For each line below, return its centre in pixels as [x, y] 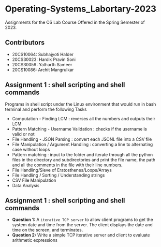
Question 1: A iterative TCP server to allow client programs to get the [82, 220]
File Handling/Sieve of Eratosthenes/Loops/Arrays [62, 170]
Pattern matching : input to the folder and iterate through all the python [82, 154]
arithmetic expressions [35, 240]
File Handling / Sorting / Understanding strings [58, 175]
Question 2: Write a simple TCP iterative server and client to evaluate [81, 235]
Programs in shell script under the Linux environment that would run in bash [80, 104]
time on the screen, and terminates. [47, 230]
